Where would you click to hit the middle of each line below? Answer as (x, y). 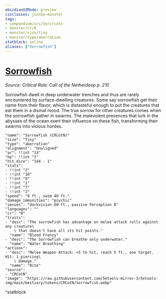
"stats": (14, 166)
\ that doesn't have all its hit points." (58, 231)
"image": (14, 278)
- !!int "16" (19, 174)
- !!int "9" (17, 179)
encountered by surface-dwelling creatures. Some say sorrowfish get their (81, 100)
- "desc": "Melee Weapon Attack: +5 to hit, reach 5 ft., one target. (80, 252)
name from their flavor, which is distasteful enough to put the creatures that (82, 105)
